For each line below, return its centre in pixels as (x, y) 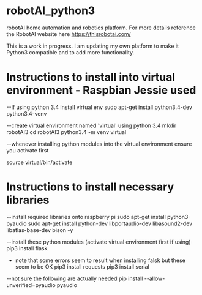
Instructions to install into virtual (91, 77)
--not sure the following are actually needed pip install (75, 278)
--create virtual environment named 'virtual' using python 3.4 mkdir (91, 125)
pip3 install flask (27, 248)
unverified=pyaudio (31, 285)
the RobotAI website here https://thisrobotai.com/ (69, 34)
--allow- (155, 278)
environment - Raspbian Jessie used (101, 90)
